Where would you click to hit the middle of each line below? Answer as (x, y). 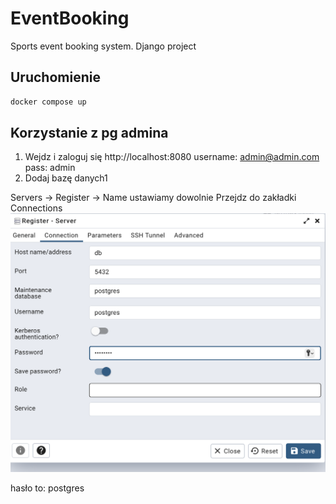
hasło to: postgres (47, 488)
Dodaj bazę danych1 (66, 178)
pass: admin (50, 168)
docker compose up (48, 102)
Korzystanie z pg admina (89, 133)
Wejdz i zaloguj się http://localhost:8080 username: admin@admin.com (172, 157)
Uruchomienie (55, 77)
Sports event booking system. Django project (103, 46)
